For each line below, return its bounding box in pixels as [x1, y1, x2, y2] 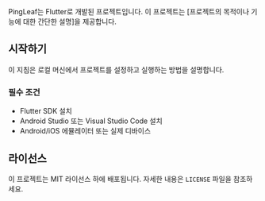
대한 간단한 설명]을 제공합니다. [22, 17, 117, 26]
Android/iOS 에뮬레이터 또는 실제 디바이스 [19, 126, 152, 136]
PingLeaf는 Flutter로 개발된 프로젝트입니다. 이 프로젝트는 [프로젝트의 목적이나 [8, 7, 250, 16]
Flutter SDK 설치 [19, 106, 73, 116]
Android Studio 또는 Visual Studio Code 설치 [19, 116, 163, 126]
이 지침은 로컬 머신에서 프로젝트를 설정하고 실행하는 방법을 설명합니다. [8, 64, 225, 74]
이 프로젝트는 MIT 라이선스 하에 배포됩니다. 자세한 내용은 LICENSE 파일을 [8, 174, 232, 184]
